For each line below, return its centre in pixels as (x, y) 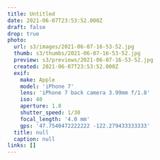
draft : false (27, 27)
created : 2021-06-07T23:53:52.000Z (66, 67)
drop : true (23, 34)
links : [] (22, 146)
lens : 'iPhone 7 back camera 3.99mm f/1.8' (85, 93)
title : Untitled (31, 14)
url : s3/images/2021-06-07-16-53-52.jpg (74, 47)
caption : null (34, 139)
